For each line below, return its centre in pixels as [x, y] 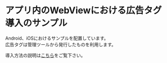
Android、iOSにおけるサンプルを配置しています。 [57, 38]
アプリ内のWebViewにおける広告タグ [83, 10]
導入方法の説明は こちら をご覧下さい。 [45, 55]
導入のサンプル [36, 23]
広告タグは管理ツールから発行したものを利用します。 [61, 44]
